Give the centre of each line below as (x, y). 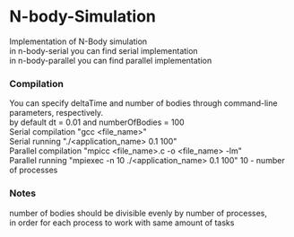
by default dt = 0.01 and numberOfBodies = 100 (97, 122)
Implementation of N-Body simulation (78, 41)
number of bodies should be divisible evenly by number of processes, (138, 213)
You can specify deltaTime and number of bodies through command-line (143, 103)
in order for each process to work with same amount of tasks (122, 223)
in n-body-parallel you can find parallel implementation (111, 60)
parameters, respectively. (56, 113)
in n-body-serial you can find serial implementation (104, 50)
